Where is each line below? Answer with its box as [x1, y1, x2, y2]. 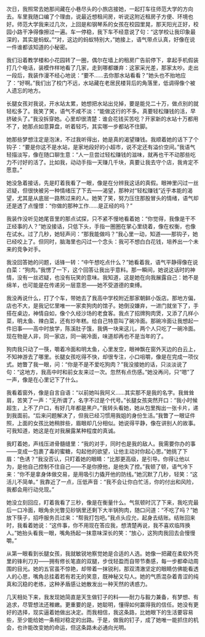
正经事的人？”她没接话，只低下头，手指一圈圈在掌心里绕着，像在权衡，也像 [6, 223, 196, 230]
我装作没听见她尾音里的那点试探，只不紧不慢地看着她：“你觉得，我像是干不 [6, 215, 196, 222]
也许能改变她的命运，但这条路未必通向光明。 [16, 624, 129, 631]
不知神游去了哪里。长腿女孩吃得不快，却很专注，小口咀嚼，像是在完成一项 [6, 353, 193, 360]
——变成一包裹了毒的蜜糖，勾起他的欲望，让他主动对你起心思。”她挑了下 [6, 448, 188, 455]
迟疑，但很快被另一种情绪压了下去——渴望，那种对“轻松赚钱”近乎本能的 [6, 187, 188, 194]
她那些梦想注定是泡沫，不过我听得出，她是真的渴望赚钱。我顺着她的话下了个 [6, 136, 199, 143]
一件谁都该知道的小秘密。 [6, 43, 71, 51]
